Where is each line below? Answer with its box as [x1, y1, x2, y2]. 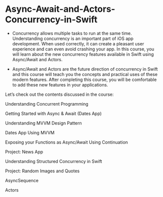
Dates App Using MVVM [5, 129, 55, 135]
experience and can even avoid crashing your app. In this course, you [12, 46, 155, 52]
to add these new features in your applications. [12, 81, 108, 87]
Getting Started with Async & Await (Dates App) [5, 110, 102, 117]
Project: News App [5, 149, 43, 155]
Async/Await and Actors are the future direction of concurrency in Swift [12, 66, 158, 72]
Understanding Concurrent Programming [5, 101, 89, 107]
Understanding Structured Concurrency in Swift [5, 158, 102, 164]
